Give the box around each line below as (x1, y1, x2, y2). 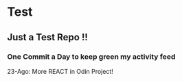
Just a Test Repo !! (7, 31, 88, 43)
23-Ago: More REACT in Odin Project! (7, 67, 113, 75)
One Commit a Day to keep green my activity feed (7, 52, 176, 61)
